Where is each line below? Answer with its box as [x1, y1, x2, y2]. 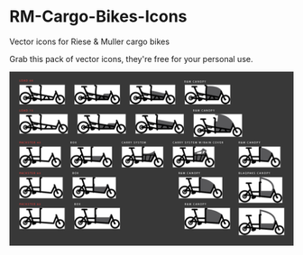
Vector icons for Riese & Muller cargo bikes [9, 36, 170, 47]
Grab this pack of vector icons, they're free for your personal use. [9, 53, 253, 64]
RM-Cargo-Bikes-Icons [9, 6, 188, 27]
